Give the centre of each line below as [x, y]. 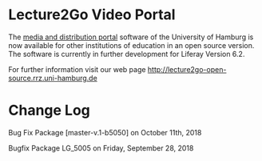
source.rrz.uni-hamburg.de [53, 78]
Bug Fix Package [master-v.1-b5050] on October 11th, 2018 [105, 132]
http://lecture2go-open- [187, 69]
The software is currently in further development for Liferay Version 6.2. [127, 54]
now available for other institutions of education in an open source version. [131, 45]
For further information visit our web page [77, 69]
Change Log [49, 111]
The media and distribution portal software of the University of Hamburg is [131, 37]
